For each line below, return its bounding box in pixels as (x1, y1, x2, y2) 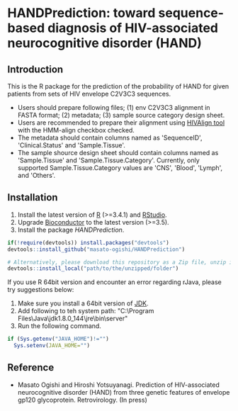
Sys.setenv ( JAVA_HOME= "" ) (13, 342, 91, 349)
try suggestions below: (7, 286, 74, 294)
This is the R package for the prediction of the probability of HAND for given (7, 82, 229, 90)
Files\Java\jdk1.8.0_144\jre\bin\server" (17, 314, 128, 323)
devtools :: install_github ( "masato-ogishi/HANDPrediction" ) (7, 246, 186, 253)
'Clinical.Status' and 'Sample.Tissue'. (17, 141, 126, 150)
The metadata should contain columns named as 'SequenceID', (17, 133, 203, 142)
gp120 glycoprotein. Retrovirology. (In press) (17, 395, 147, 404)
